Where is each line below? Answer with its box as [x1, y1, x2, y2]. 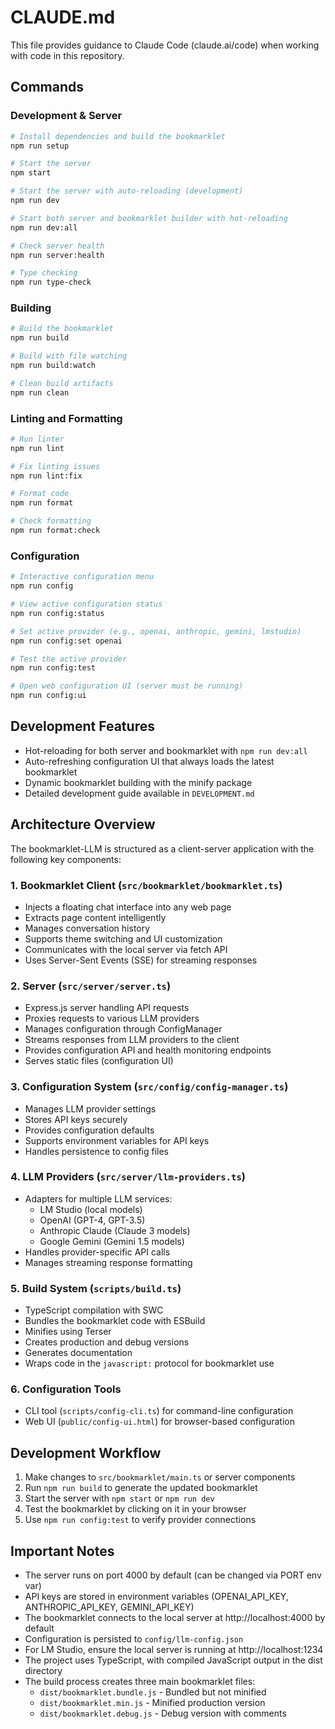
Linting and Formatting [10, 411, 123, 425]
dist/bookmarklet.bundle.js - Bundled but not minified [39, 1686, 267, 1698]
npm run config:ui [10, 691, 87, 701]
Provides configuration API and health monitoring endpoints [24, 1044, 272, 1056]
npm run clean [10, 387, 70, 398]
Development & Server [10, 109, 123, 123]
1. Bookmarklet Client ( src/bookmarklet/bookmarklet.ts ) [10, 878, 283, 892]
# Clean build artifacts [10, 378, 114, 388]
